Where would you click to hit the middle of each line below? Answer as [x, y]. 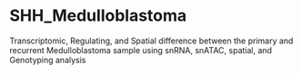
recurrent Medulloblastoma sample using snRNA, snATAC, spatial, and [141, 50]
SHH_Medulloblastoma [98, 16]
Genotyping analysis [48, 60]
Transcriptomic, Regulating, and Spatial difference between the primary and [151, 41]
